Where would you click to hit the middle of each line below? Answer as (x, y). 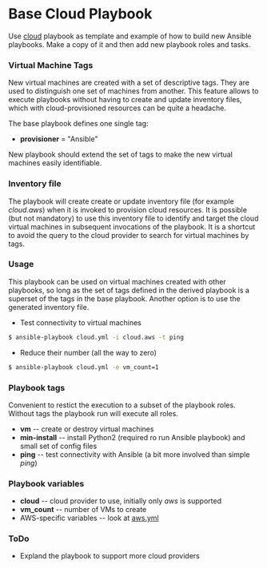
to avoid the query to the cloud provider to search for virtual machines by (129, 235)
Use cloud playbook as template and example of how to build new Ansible (130, 36)
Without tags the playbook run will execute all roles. (93, 413)
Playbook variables (46, 483)
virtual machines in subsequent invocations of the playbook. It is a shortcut (132, 226)
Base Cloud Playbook (80, 14)
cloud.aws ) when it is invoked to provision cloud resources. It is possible (128, 209)
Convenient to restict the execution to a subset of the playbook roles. (122, 405)
